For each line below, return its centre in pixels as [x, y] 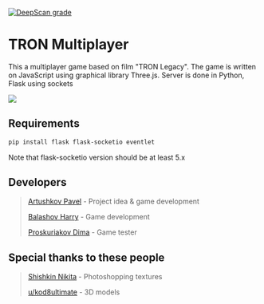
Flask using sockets [41, 83]
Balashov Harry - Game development [89, 217]
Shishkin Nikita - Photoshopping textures [95, 277]
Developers [37, 182]
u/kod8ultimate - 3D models [74, 292]
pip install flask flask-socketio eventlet [82, 142]
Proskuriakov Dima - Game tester [82, 232]
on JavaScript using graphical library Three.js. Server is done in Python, [126, 75]
